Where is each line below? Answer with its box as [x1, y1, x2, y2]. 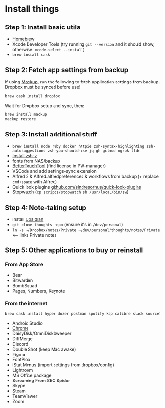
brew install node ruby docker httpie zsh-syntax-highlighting [12, 144, 145, 149]
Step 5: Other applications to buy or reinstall [5, 246, 143, 255]
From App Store [5, 261, 43, 268]
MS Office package [12, 372, 52, 378]
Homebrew [12, 36, 35, 42]
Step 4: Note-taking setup [5, 203, 87, 212]
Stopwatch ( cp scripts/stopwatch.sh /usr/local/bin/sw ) [12, 189, 129, 195]
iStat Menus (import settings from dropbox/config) [12, 362, 114, 368]
